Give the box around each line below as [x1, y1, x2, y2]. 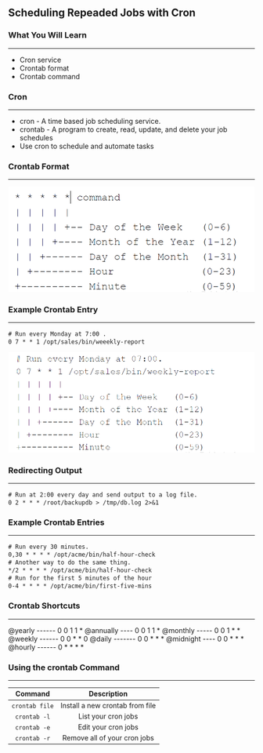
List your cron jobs [77, 711, 139, 721]
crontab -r [15, 735, 51, 743]
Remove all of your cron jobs [62, 733, 154, 743]
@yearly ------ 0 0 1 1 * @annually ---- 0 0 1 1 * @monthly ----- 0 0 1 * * [8, 625, 241, 635]
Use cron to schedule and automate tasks [19, 141, 154, 151]
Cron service [19, 55, 62, 64]
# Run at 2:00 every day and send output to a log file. [8, 491, 198, 499]
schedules [19, 133, 53, 142]
